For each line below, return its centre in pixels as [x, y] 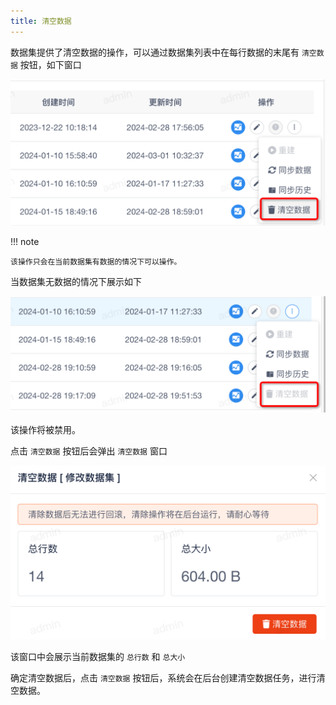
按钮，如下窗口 [50, 64]
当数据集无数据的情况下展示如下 [76, 281]
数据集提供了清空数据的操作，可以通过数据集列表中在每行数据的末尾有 [155, 52]
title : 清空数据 [41, 21]
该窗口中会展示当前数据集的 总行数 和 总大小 [98, 656]
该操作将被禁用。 [45, 429]
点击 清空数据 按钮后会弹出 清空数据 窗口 [89, 451]
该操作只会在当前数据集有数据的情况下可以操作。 [96, 261]
